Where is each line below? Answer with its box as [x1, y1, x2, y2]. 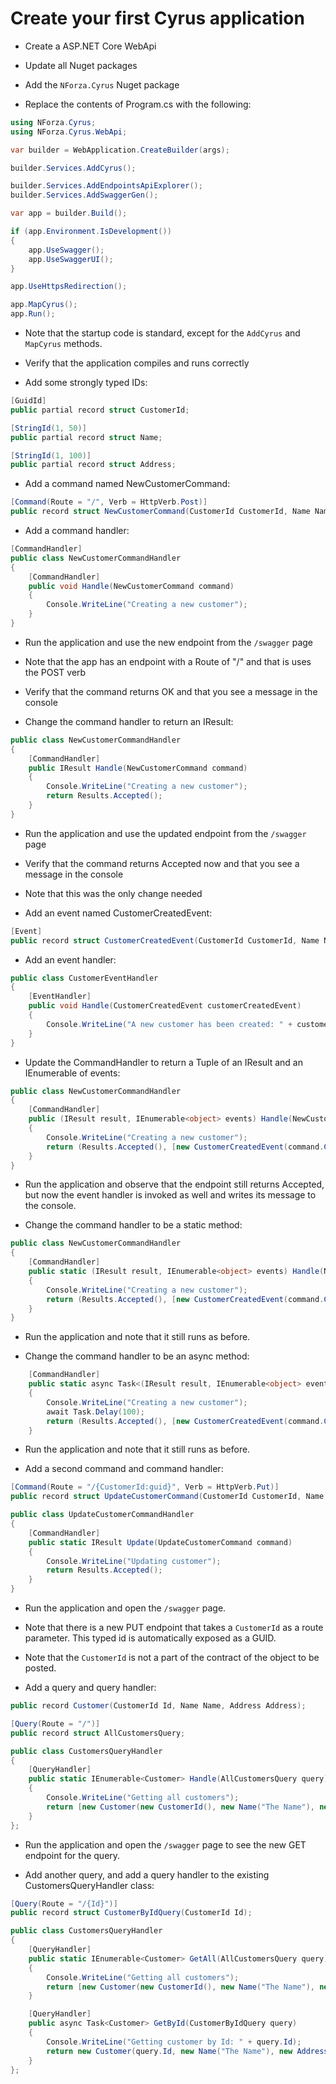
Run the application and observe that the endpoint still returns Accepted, [24, 1178, 325, 1191]
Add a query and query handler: [24, 1682, 157, 1694]
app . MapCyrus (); [10, 300, 78, 310]
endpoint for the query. [24, 1849, 121, 1861]
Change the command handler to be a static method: [24, 1219, 243, 1231]
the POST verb [24, 666, 87, 678]
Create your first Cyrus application [10, 7, 305, 30]
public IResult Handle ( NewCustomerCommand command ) [28, 763, 248, 773]
